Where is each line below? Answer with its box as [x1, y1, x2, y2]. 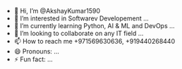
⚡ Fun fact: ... [13, 55, 53, 63]
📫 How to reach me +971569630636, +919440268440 [13, 37, 175, 45]
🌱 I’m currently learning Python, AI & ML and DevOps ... [13, 22, 175, 30]
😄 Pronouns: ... [13, 47, 60, 56]
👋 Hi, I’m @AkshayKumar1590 [13, 7, 101, 15]
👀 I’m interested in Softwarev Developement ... [13, 14, 150, 23]
